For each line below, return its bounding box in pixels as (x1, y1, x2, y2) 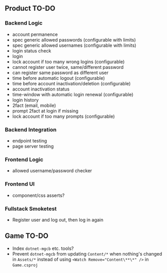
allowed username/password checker (12, 168, 92, 174)
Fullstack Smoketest (5, 205, 57, 212)
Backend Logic (5, 20, 43, 27)
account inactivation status (12, 86, 70, 92)
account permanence (12, 31, 58, 38)
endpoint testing (12, 137, 47, 143)
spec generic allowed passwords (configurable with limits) (12, 37, 136, 43)
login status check (12, 47, 51, 53)
